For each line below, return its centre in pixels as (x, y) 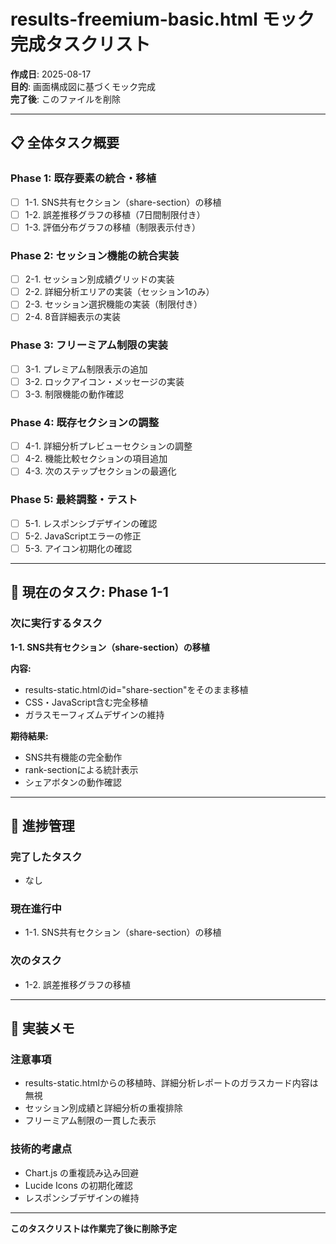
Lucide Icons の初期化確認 (78, 1185)
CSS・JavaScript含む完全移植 (86, 702)
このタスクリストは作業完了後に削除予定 (93, 1228)
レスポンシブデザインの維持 (82, 1197)
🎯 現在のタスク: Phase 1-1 (89, 592)
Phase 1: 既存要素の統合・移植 (83, 178)
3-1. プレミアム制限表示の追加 (86, 369)
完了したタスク (46, 857)
